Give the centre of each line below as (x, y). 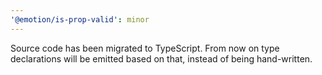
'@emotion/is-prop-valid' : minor (80, 19)
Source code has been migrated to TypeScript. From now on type (145, 48)
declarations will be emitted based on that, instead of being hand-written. (161, 58)
